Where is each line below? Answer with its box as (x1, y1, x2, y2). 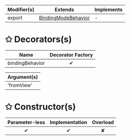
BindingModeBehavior (38, 15, 90, 21)
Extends (54, 6, 74, 13)
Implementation (50, 119, 88, 125)
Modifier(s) (7, 6, 35, 13)
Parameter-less (7, 119, 45, 125)
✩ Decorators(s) (5, 34, 72, 45)
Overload (92, 119, 114, 125)
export (7, 15, 23, 21)
